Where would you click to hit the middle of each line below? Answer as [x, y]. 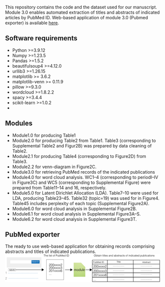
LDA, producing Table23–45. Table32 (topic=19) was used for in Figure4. [86, 198]
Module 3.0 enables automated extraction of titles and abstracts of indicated [82, 12]
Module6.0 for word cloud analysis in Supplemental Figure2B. [74, 209]
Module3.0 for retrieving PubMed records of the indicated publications [83, 172]
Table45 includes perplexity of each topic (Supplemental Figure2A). [81, 203]
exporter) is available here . [32, 23]
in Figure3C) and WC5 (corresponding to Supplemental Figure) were [81, 182]
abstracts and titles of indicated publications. [51, 251]
